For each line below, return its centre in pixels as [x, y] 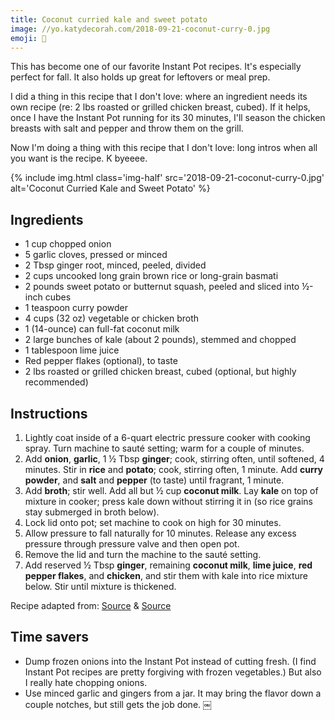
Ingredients [47, 219]
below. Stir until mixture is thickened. [100, 586]
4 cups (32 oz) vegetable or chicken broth [112, 318]
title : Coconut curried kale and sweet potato [109, 19]
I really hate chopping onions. [86, 682]
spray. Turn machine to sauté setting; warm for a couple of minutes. [164, 448]
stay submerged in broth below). [92, 512]
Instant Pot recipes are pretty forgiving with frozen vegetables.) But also [173, 672]
